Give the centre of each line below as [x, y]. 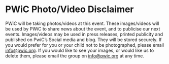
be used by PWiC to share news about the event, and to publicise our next [83, 28]
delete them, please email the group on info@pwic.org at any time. [75, 56]
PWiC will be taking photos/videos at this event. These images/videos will [82, 23]
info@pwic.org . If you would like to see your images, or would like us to [80, 50]
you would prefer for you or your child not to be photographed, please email [84, 45]
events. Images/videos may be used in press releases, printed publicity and [84, 34]
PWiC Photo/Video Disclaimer [70, 9]
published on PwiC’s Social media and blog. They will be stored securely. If [83, 40]
